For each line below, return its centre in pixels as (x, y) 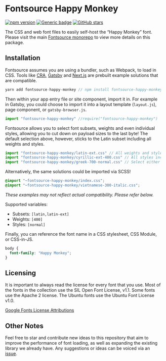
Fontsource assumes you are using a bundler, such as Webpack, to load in (81, 70)
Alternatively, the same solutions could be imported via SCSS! (68, 172)
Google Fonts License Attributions (40, 310)
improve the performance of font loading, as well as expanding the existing (82, 343)
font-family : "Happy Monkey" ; (41, 253)
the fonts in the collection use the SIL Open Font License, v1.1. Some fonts (80, 290)
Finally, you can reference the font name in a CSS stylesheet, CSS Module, (81, 234)
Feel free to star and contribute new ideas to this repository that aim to (77, 338)
